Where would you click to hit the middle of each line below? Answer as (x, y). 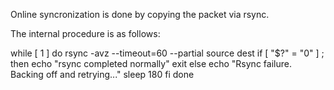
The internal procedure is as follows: (85, 33)
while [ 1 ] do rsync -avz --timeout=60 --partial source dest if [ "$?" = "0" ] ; (167, 53)
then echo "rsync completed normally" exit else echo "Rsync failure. (151, 63)
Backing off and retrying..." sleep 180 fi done (102, 74)
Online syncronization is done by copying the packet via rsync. (140, 14)
